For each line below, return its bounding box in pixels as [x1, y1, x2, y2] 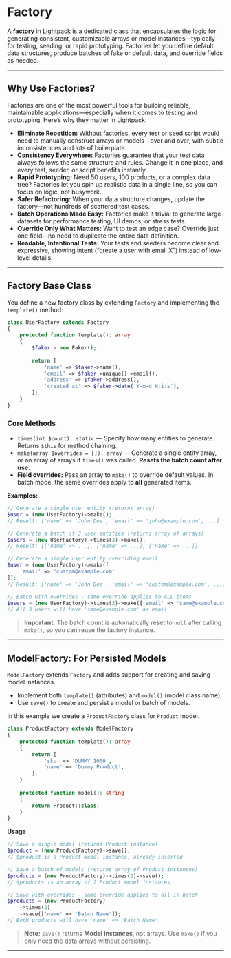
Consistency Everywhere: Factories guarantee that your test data [16, 151, 205, 159]
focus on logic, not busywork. [16, 187, 102, 196]
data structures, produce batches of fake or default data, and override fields [7, 49, 223, 57]
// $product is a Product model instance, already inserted [7, 854, 184, 861]
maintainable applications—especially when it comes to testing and [7, 108, 198, 116]
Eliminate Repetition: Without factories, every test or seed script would [16, 129, 220, 137]
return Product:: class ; [32, 802, 100, 809]
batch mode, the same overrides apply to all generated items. [16, 478, 192, 487]
